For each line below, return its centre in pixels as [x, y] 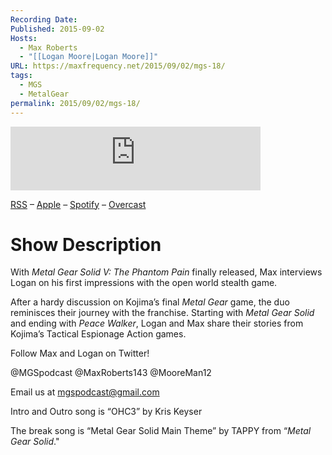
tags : [21, 76]
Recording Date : [44, 19]
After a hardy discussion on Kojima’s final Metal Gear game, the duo [150, 302]
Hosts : [24, 38]
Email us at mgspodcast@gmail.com [85, 392]
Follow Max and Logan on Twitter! [80, 353]
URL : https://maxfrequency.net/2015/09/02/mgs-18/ [118, 66]
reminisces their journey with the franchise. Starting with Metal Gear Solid [162, 313]
